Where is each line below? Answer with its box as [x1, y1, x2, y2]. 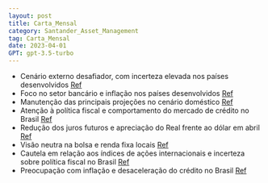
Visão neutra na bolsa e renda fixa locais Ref [19, 140, 170, 149]
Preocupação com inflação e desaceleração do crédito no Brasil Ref [19, 166, 247, 175]
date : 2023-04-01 [8, 42, 67, 50]
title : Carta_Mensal [8, 19, 78, 27]
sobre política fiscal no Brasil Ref [19, 157, 130, 166]
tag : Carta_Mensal [8, 34, 70, 43]
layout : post [8, 11, 52, 20]
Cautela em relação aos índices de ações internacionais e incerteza [19, 148, 245, 158]
